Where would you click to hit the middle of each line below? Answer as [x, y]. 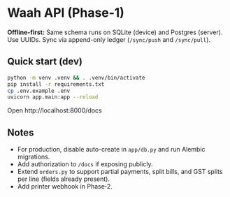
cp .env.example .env [39, 91]
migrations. [34, 157]
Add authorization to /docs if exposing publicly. [85, 164]
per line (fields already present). [64, 179]
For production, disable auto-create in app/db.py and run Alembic [111, 149]
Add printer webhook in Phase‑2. [65, 187]
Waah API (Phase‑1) [66, 13]
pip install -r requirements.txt [56, 84]
